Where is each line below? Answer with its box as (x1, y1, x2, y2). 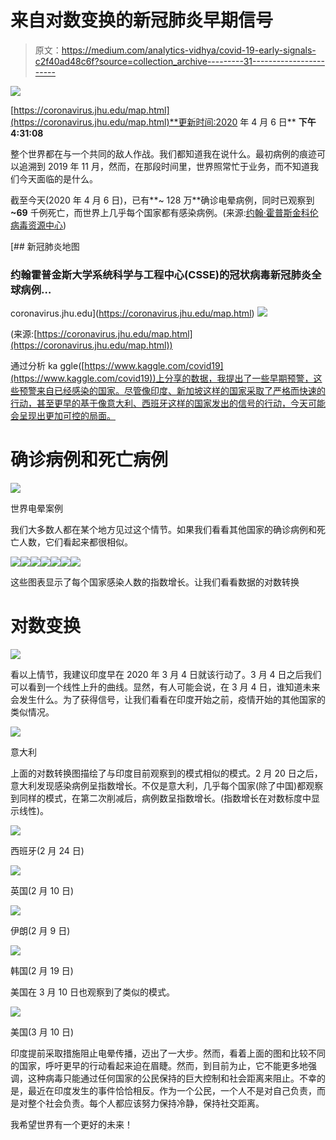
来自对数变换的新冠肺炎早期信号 (10, 9, 274, 32)
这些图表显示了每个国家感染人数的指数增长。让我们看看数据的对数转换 (10, 576, 300, 588)
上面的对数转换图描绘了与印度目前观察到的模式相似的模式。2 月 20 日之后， (10, 767, 323, 780)
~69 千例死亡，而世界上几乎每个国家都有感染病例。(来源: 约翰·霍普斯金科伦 (10, 206, 319, 218)
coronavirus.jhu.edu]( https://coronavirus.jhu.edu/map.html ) (10, 307, 255, 320)
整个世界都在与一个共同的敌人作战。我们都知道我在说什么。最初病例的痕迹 (10, 147, 317, 160)
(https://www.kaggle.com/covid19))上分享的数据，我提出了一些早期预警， (10, 372, 314, 385)
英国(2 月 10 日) (10, 885, 75, 897)
